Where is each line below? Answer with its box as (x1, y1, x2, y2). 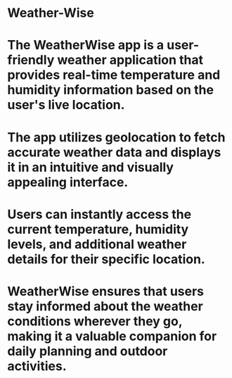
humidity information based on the (7, 82, 214, 98)
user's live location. (7, 97, 125, 113)
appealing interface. (7, 174, 129, 190)
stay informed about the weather (7, 298, 204, 314)
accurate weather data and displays (7, 144, 221, 160)
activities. (7, 358, 67, 374)
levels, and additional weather (7, 236, 187, 252)
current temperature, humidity (7, 221, 189, 237)
